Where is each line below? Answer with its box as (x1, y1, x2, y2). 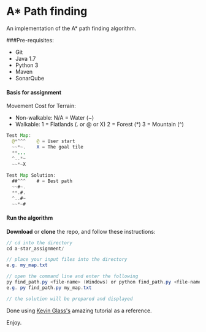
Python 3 (15, 61, 39, 69)
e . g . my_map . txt (6, 262, 48, 268)
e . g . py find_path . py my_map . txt (6, 284, 92, 291)
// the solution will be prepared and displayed (6, 296, 133, 302)
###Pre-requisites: (6, 36, 54, 44)
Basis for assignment (6, 88, 62, 96)
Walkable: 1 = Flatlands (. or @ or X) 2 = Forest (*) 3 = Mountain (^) (15, 121, 184, 128)
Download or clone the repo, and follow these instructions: (6, 228, 156, 235)
